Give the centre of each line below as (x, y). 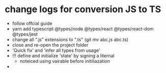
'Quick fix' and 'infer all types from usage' (56, 50)
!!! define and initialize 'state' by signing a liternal (63, 56)
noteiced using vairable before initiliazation (65, 61)
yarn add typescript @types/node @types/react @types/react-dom (83, 28)
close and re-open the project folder (50, 45)
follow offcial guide (32, 23)
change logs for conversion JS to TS (83, 9)
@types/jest (25, 34)
